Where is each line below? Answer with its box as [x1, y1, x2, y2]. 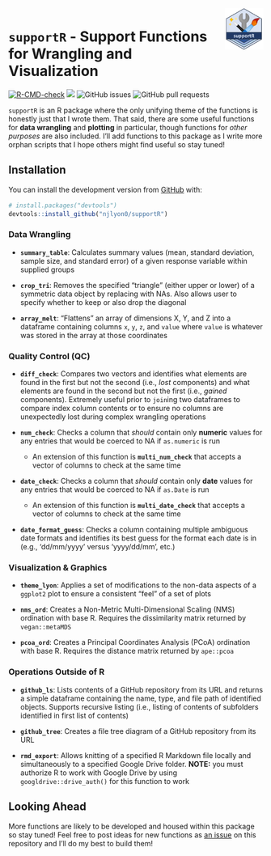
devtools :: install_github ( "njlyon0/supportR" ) [8, 210, 168, 218]
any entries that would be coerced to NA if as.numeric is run [19, 436, 221, 446]
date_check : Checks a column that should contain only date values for [19, 477, 253, 486]
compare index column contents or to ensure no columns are [19, 404, 224, 413]
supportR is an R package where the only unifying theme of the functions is [8, 105, 259, 115]
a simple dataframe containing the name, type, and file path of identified [19, 693, 261, 703]
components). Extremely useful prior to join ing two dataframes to [19, 395, 241, 405]
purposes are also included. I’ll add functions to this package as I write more [8, 131, 263, 141]
